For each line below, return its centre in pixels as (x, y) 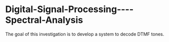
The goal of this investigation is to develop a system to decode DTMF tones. (85, 34)
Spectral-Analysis (44, 20)
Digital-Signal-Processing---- (70, 9)
